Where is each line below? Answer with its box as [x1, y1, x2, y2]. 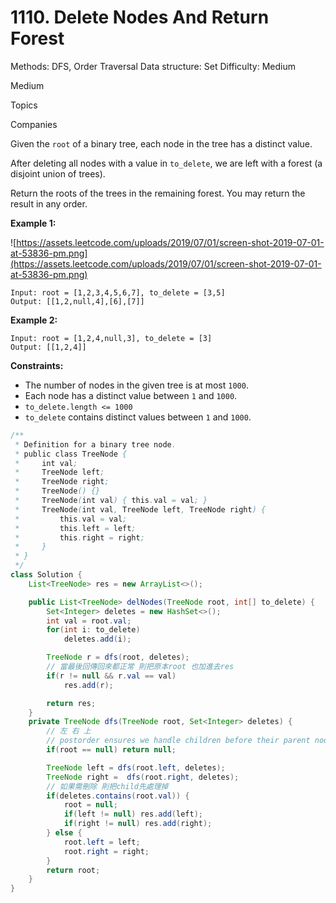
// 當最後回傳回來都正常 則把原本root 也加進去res [46, 662, 235, 672]
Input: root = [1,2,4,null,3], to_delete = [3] [10, 333, 213, 343]
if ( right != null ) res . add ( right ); [63, 819, 213, 829]
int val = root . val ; [46, 616, 132, 626]
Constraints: [10, 359, 64, 371]
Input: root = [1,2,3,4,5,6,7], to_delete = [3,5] [10, 287, 226, 298]
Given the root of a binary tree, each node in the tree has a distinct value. [10, 137, 313, 150]
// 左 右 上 [46, 726, 92, 736]
